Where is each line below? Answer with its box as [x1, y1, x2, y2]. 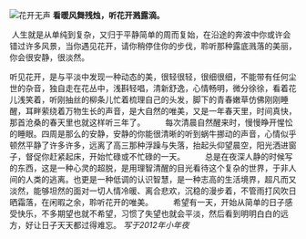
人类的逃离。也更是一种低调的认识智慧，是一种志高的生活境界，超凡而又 [25, 174, 297, 184]
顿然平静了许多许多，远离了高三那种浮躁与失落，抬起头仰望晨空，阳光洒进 [9, 140, 289, 151]
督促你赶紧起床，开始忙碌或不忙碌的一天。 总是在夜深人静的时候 [25, 151, 285, 161]
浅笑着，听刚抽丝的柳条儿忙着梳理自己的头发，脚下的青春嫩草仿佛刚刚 [16, 94, 280, 105]
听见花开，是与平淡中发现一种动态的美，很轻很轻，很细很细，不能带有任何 [9, 71, 289, 82]
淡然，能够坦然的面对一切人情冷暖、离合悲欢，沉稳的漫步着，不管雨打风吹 [9, 185, 289, 196]
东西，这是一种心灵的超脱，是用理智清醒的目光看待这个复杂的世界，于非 [16, 162, 289, 173]
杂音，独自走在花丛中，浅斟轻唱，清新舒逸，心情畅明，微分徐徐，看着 [25, 83, 289, 93]
